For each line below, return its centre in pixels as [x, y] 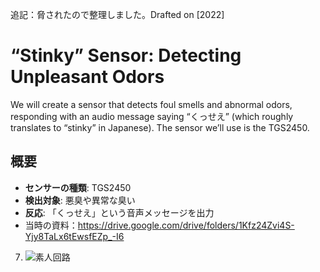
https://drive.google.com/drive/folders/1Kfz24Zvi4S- [186, 225]
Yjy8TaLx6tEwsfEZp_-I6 [74, 236]
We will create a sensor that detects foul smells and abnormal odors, [151, 104]
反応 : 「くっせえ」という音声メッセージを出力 [119, 212]
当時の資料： [51, 225]
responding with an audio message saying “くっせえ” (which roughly [152, 116]
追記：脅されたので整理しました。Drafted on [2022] [117, 14]
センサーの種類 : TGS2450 [78, 187]
